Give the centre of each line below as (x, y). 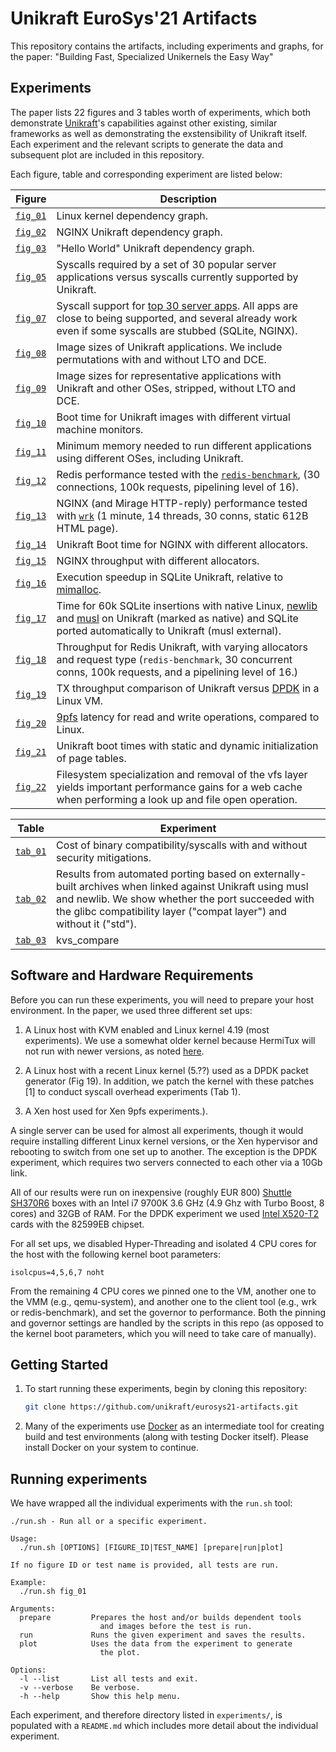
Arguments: (33, 1609)
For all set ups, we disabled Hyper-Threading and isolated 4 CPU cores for (163, 1243)
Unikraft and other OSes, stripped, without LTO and (176, 388)
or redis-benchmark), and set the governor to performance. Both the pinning (168, 1312)
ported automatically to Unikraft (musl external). (169, 630)
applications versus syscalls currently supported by (177, 277)
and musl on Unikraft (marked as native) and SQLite (177, 618)
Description (188, 199)
